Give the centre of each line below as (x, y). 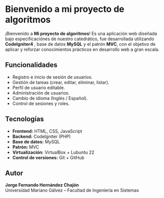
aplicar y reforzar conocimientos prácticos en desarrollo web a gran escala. (82, 49)
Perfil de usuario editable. (39, 88)
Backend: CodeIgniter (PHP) (41, 136)
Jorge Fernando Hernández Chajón (42, 185)
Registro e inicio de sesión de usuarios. (52, 77)
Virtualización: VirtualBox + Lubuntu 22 (53, 152)
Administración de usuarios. (41, 93)
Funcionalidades (31, 65)
